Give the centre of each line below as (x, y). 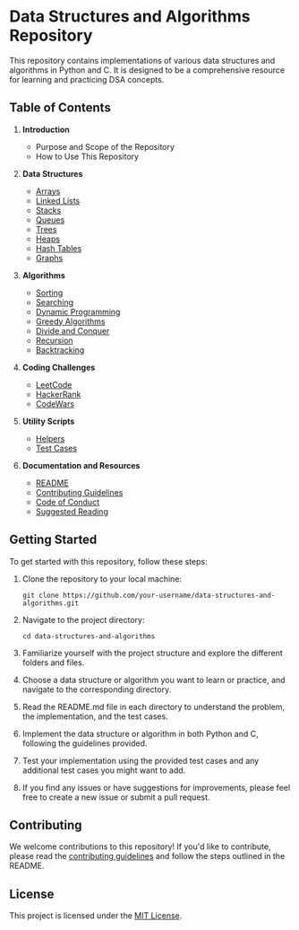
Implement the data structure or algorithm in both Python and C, (140, 733)
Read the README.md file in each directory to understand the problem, (154, 706)
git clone (41, 595)
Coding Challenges (59, 367)
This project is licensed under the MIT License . (96, 916)
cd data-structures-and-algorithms (89, 636)
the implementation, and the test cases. (95, 716)
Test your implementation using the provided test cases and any (141, 760)
